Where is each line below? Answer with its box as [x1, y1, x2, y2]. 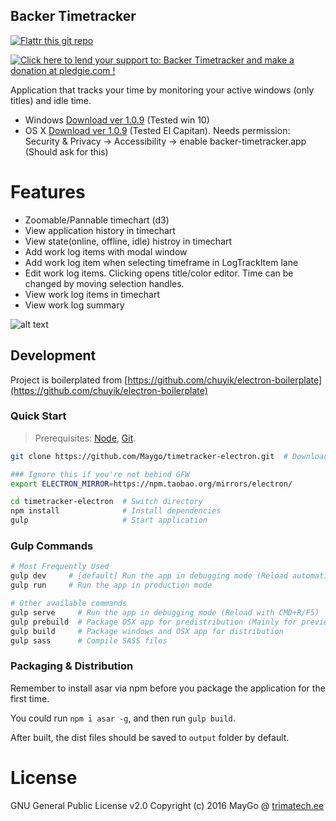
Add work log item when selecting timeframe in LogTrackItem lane [24, 256, 299, 268]
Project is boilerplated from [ [10, 374, 128, 386]
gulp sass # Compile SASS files [10, 635, 168, 646]
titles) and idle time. [10, 94, 92, 106]
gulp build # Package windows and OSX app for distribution [10, 626, 284, 636]
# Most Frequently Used [10, 562, 110, 572]
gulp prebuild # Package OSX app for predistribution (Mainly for [10, 617, 298, 627]
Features [10, 181, 86, 203]
